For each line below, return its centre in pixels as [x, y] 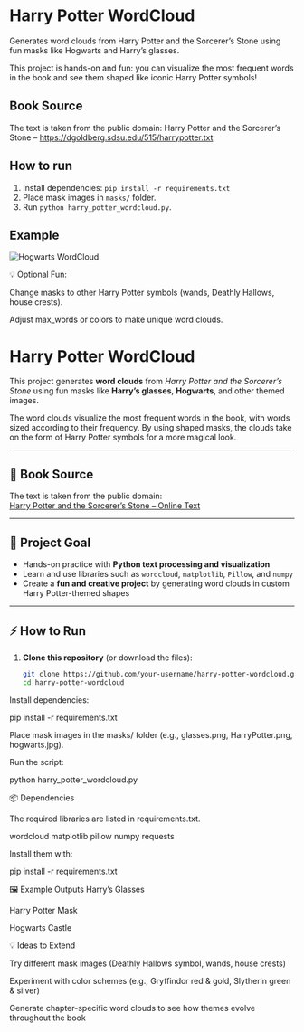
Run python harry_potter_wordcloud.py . [97, 207]
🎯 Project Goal [50, 542]
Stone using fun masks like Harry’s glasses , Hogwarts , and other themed [147, 391]
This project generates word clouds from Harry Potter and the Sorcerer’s [146, 382]
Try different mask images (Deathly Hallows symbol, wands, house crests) [148, 963]
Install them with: [41, 853]
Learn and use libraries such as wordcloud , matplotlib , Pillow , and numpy [158, 573]
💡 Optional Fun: [38, 275]
